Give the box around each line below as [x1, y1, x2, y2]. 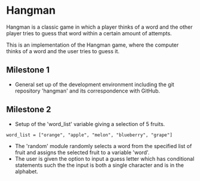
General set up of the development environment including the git [14, 81, 175, 88]
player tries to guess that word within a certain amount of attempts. [6, 29, 172, 36]
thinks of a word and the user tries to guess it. [6, 47, 120, 54]
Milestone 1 [6, 65, 50, 75]
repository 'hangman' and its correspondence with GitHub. [14, 87, 160, 94]
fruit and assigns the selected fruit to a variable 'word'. [14, 149, 150, 156]
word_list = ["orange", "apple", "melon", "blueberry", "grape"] [6, 132, 172, 138]
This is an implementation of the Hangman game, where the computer [6, 41, 179, 48]
